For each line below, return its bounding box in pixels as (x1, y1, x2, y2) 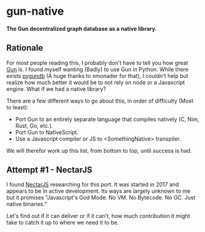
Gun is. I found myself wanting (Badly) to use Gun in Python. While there (6, 66, 188, 73)
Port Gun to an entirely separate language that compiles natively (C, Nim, (15, 115, 199, 123)
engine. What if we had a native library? (6, 85, 106, 93)
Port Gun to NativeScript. (15, 128, 78, 136)
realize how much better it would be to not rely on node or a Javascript (6, 79, 185, 86)
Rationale (6, 43, 43, 53)
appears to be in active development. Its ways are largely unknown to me (6, 187, 191, 195)
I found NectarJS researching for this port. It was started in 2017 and (6, 181, 179, 188)
